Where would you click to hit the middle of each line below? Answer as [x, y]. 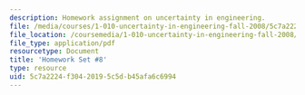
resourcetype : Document [54, 52]
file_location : [38, 34]
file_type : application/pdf [63, 43]
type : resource [38, 69]
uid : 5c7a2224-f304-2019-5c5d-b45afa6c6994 [93, 77]
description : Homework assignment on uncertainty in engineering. [138, 18]
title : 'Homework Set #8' [58, 60]
